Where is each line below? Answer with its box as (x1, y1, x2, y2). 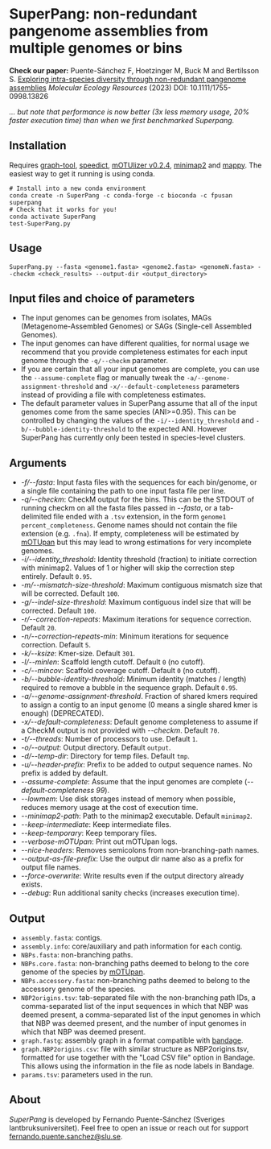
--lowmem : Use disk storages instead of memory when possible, (20, 794, 236, 804)
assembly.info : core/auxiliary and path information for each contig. (20, 941, 243, 951)
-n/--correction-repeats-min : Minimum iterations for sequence (20, 631, 229, 641)
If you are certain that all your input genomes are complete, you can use (20, 364, 260, 374)
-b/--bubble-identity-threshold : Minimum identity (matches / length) (20, 674, 247, 684)
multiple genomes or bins (9, 39, 183, 57)
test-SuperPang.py (9, 219, 71, 228)
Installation (9, 138, 67, 153)
